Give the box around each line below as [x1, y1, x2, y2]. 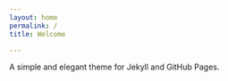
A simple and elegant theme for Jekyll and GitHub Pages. [9, 61, 220, 72]
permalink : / [9, 21, 58, 30]
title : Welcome [9, 29, 66, 38]
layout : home [9, 12, 58, 22]
